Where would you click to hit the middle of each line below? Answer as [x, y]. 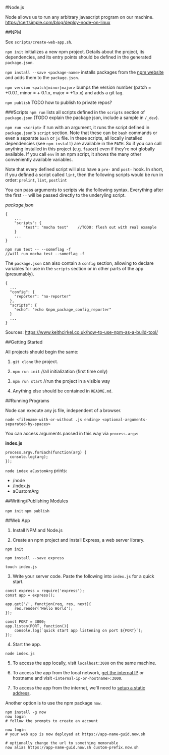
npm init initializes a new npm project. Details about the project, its [75, 52]
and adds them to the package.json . [42, 77]
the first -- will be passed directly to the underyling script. [66, 195]
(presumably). [20, 274]
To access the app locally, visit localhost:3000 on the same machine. [84, 663]
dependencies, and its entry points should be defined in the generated [78, 57]
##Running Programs [27, 401]
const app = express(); [30, 595]
